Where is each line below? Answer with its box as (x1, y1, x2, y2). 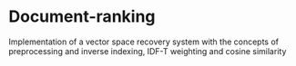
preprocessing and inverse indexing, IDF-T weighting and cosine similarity (8, 45, 287, 56)
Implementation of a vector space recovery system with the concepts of (8, 36, 280, 47)
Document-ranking (8, 6, 156, 27)
